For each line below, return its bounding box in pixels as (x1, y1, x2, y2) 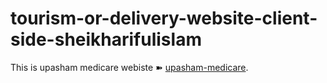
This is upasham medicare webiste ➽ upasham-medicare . (10, 61, 249, 73)
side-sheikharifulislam (10, 28, 202, 51)
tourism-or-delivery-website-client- (10, 7, 318, 30)
